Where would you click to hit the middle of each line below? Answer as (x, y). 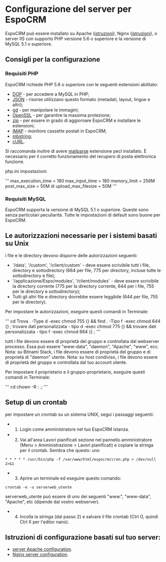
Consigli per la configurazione (53, 60)
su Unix (17, 244)
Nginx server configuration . (40, 555)
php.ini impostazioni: (27, 171)
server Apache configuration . (42, 549)
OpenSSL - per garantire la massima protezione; (61, 115)
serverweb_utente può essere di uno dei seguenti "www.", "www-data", (78, 496)
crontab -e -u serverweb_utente (38, 487)
